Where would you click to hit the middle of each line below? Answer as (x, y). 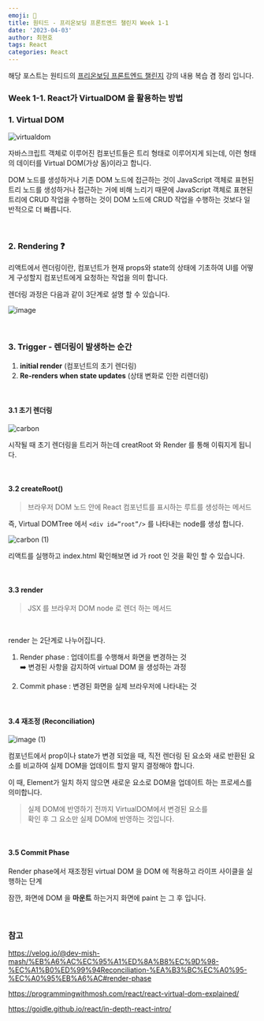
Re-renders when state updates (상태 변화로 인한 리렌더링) (114, 375)
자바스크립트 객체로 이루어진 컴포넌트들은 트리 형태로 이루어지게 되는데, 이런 (125, 153)
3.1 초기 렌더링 (30, 411)
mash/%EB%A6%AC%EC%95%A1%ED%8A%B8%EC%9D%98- (113, 962)
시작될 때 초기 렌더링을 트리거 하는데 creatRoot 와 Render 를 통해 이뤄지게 (123, 445)
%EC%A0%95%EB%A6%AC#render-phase (80, 978)
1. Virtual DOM (36, 119)
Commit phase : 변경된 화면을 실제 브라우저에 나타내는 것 (108, 686)
